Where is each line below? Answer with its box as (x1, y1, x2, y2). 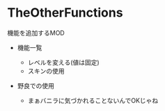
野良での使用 (17, 81, 54, 89)
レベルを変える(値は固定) (27, 58, 100, 67)
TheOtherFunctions (7, 5, 123, 21)
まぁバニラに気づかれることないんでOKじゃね (27, 96, 159, 105)
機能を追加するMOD (7, 28, 65, 37)
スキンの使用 (27, 67, 65, 75)
